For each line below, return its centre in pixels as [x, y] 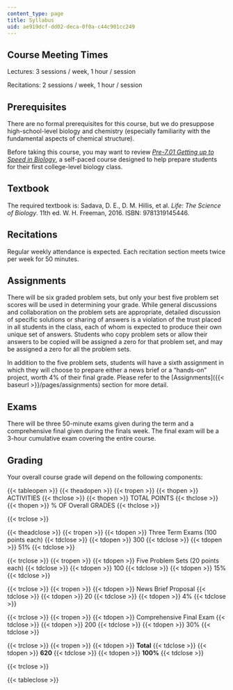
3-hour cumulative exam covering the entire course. [82, 439]
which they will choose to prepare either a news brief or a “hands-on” [107, 370]
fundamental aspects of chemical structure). [71, 139]
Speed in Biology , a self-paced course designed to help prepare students [112, 159]
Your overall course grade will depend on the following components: [105, 477]
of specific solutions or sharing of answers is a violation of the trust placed [114, 320]
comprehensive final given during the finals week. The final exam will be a [113, 431]
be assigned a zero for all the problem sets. [69, 350]
